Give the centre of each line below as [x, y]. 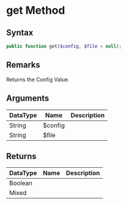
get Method [36, 10]
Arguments [28, 99]
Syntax [20, 33]
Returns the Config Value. [38, 79]
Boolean [21, 183]
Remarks [23, 65]
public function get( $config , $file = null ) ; [64, 46]
